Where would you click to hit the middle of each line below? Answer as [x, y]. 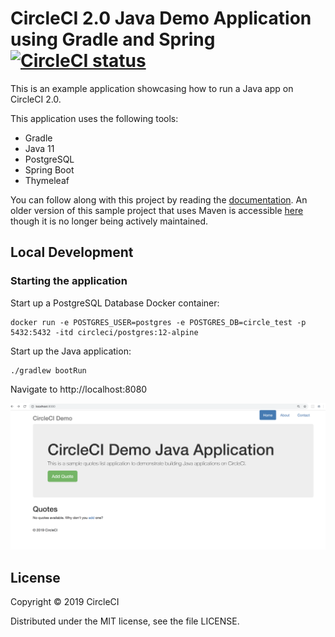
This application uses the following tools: [94, 118]
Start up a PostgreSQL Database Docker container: [115, 303]
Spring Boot [49, 169]
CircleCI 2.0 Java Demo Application [161, 18]
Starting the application [69, 281]
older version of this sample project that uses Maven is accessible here [157, 210]
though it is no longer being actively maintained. [109, 221]
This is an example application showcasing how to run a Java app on [152, 88]
